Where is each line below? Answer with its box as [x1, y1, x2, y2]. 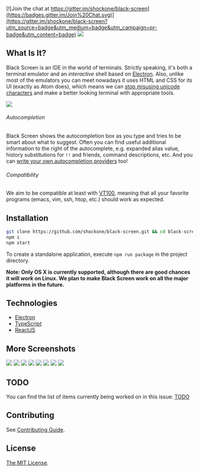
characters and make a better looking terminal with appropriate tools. [6, 89, 175, 96]
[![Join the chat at [6, 5, 50, 12]
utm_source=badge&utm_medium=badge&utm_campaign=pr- [6, 24, 158, 31]
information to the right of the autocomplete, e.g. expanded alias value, [6, 145, 179, 152]
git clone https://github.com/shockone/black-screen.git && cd [6, 229, 166, 235]
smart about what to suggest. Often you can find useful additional [6, 139, 166, 146]
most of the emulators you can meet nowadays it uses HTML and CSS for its [6, 77, 192, 84]
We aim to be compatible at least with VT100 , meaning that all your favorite [6, 189, 189, 197]
